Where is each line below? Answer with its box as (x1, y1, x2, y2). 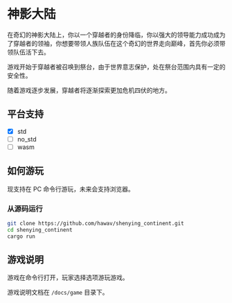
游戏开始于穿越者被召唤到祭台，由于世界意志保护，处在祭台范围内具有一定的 (7, 62, 226, 71)
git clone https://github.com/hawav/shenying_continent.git (7, 220, 185, 227)
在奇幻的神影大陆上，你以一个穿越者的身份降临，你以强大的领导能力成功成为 (7, 31, 226, 39)
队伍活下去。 (12, 48, 50, 56)
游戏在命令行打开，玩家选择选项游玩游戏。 (7, 273, 129, 282)
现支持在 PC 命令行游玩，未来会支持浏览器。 (7, 184, 135, 193)
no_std (17, 135, 37, 143)
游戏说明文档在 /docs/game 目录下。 (7, 288, 109, 297)
